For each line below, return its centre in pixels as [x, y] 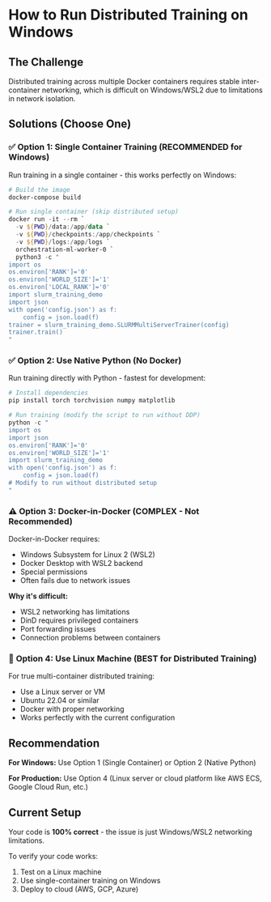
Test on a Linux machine [61, 872]
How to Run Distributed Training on [129, 15]
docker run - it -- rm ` [47, 219]
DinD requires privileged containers [79, 620]
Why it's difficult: [38, 596]
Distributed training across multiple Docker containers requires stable [124, 81]
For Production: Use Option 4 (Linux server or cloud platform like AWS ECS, [135, 778]
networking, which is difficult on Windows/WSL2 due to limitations [152, 90]
